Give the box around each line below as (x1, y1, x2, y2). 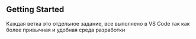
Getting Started (6, 5, 65, 15)
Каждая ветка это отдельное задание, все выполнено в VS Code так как (6, 20, 190, 27)
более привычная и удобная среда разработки (6, 26, 126, 33)
